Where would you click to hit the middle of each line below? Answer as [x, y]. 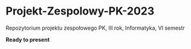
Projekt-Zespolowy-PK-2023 [80, 11]
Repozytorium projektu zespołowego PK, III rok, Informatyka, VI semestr [95, 28]
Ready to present [28, 39]
